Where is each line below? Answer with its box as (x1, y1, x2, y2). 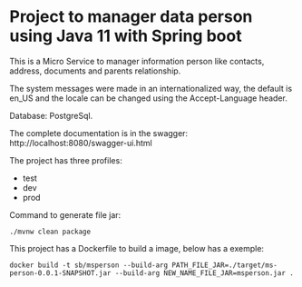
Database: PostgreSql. (9, 110, 93, 121)
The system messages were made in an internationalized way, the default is (9, 83, 293, 94)
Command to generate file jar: (9, 209, 122, 220)
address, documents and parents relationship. (9, 65, 181, 76)
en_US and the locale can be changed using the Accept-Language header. (9, 93, 288, 104)
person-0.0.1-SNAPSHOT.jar (9, 268, 112, 278)
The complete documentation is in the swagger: (9, 127, 189, 138)
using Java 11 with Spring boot (9, 25, 242, 46)
